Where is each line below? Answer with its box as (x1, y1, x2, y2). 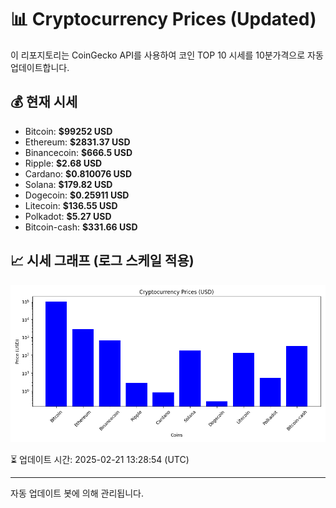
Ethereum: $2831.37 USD (24, 136, 131, 148)
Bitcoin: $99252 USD (24, 125, 113, 137)
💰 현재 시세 (10, 94, 78, 111)
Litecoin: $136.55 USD (24, 199, 118, 211)
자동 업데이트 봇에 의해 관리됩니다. (10, 487, 144, 499)
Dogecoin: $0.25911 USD (24, 189, 130, 201)
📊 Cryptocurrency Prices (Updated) (10, 8, 317, 31)
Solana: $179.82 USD (24, 178, 113, 190)
